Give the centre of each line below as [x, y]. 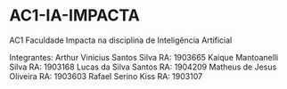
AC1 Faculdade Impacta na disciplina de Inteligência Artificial [121, 40]
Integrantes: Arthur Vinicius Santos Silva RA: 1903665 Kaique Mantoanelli [144, 57]
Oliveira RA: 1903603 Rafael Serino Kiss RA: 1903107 [106, 76]
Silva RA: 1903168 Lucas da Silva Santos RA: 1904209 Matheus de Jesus [143, 67]
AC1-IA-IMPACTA [74, 16]
